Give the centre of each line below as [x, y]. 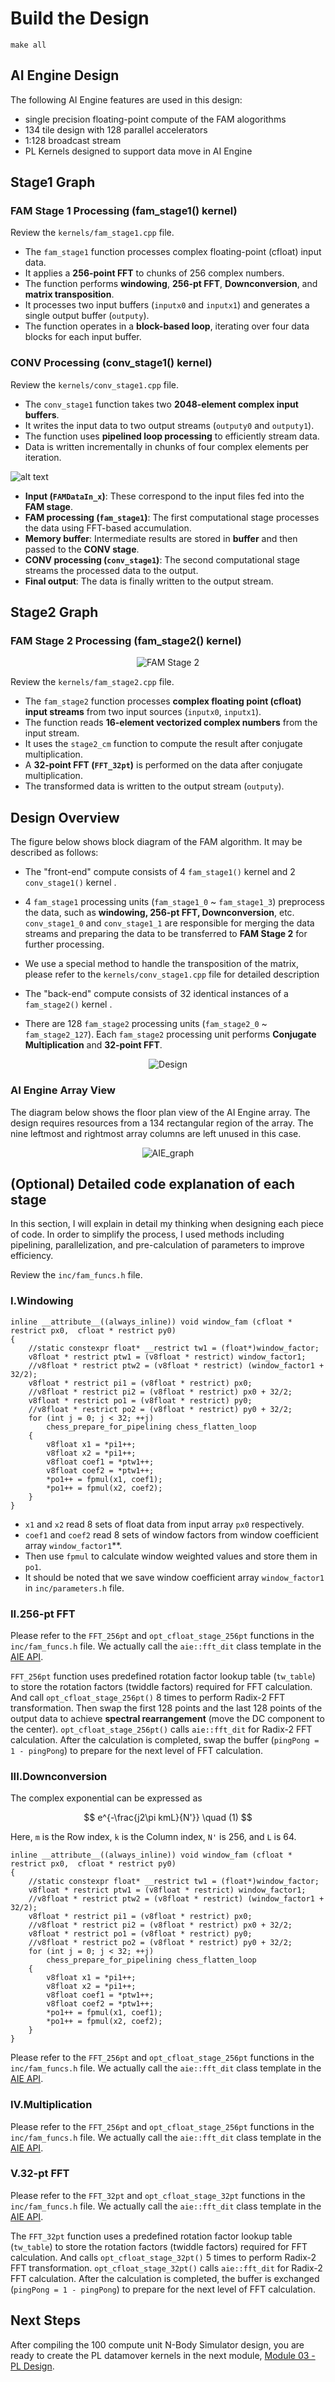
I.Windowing [42, 1301]
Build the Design [80, 18]
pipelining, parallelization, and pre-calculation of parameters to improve [157, 1245]
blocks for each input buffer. [83, 337]
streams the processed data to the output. [111, 570]
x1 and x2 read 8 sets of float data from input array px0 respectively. [164, 1524]
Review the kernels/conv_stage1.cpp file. [94, 384]
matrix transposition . [69, 294]
